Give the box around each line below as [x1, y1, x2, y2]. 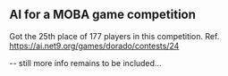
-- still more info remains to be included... [9, 57, 162, 68]
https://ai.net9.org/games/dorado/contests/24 [9, 40, 180, 51]
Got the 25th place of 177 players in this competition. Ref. [9, 30, 220, 41]
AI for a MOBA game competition [9, 7, 197, 22]
